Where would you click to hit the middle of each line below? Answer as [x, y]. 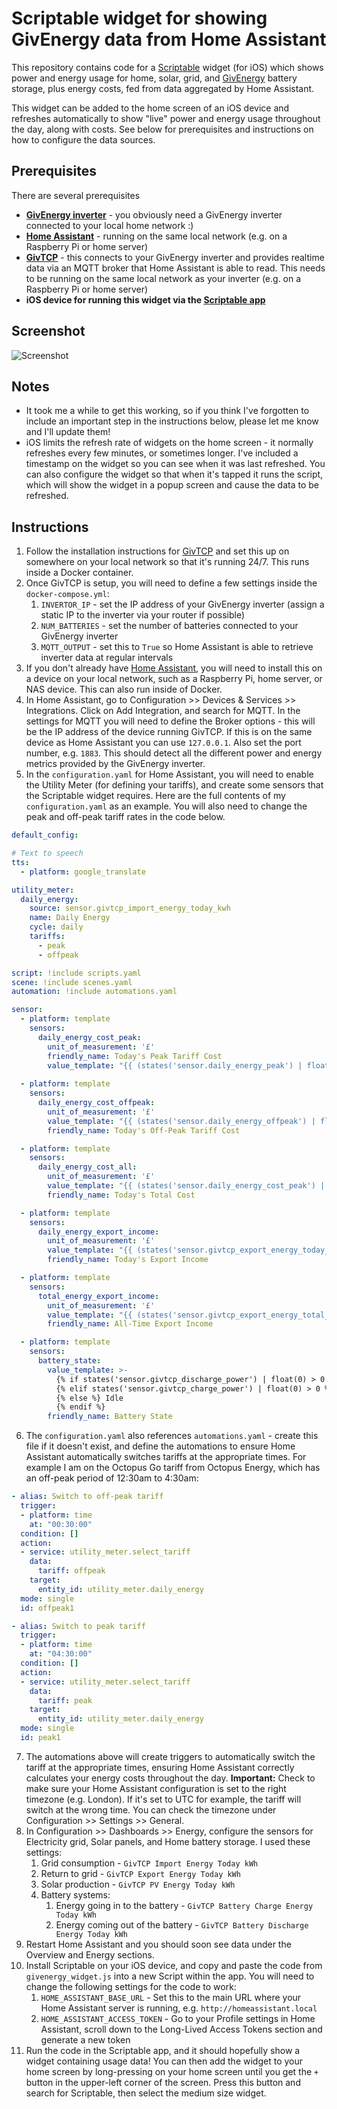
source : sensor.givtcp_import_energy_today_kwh [130, 908]
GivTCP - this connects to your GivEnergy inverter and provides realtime [175, 257]
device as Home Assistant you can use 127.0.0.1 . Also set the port [163, 743]
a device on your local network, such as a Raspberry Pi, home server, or [174, 679]
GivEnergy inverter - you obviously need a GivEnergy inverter [154, 214]
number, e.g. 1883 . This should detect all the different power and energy [174, 753]
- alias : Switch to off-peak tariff [87, 1497]
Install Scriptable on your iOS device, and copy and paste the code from [174, 1965]
